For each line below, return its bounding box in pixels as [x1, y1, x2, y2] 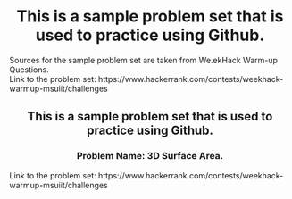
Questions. [9, 64, 49, 75]
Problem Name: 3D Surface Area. [76, 150, 224, 162]
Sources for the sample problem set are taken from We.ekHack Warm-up [9, 54, 279, 65]
